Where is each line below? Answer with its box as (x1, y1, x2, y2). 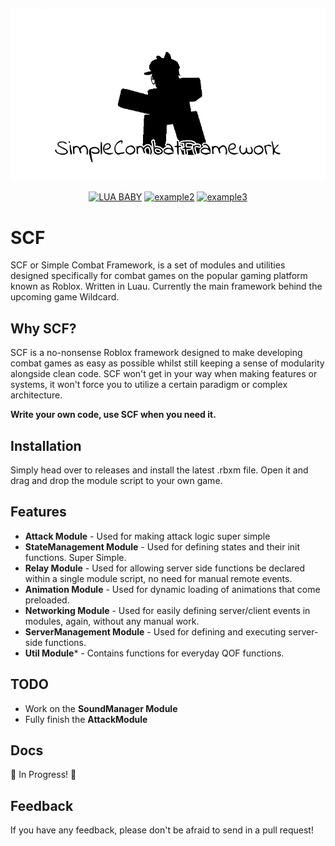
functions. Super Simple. (24, 551, 127, 563)
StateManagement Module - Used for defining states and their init (24, 540, 301, 553)
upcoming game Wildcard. (10, 291, 120, 303)
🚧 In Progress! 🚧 (10, 769, 77, 781)
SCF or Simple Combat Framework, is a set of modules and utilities (10, 259, 286, 271)
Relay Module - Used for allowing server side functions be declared (24, 562, 306, 574)
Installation (10, 437, 82, 454)
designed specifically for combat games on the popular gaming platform (10, 270, 308, 282)
